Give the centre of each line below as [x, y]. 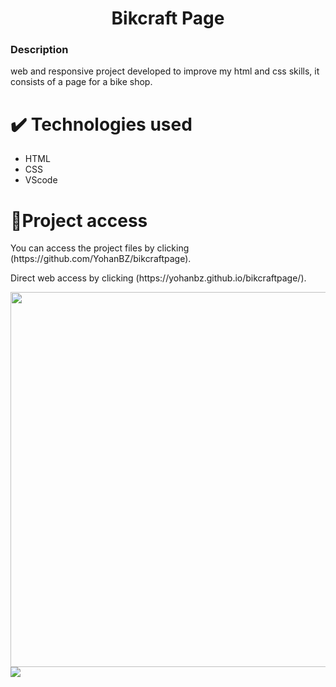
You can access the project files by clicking [100, 248]
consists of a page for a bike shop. [81, 82]
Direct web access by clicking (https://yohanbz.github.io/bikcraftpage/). [158, 278]
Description [39, 50]
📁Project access [79, 220]
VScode [41, 180]
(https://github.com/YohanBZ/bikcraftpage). [101, 259]
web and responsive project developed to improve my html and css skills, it [165, 71]
